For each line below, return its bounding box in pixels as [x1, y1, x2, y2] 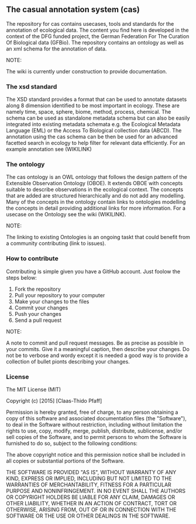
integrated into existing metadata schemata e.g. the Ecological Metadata [6, 121, 181, 128]
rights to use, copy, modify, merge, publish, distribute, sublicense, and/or [6, 427, 183, 434]
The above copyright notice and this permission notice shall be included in [6, 451, 185, 458]
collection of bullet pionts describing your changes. [6, 358, 130, 365]
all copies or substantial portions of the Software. [6, 457, 125, 464]
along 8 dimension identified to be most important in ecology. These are [6, 102, 180, 109]
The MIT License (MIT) [6, 386, 61, 393]
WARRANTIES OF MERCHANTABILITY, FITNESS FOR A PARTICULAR [6, 481, 171, 488]
